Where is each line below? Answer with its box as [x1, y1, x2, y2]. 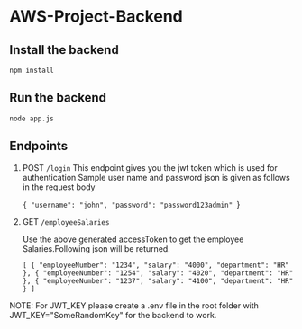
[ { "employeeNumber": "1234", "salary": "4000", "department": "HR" [22, 261, 290, 270]
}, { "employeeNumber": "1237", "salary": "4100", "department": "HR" [22, 276, 294, 285]
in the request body [22, 182, 96, 192]
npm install [9, 66, 54, 75]
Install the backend [9, 42, 119, 58]
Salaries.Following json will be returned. [22, 243, 171, 253]
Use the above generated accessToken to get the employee [22, 234, 244, 245]
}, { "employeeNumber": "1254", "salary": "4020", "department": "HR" [22, 268, 294, 278]
